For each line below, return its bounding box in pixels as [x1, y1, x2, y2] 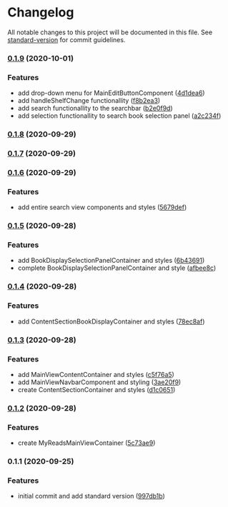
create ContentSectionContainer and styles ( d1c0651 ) [17, 385, 176, 393]
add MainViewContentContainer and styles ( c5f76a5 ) [17, 370, 175, 378]
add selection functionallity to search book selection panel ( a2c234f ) [17, 111, 222, 120]
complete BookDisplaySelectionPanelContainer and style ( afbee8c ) [17, 263, 217, 272]
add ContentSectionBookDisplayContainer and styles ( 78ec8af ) [17, 317, 205, 326]
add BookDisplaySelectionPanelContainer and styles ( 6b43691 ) [17, 256, 205, 265]
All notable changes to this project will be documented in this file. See [7, 28, 213, 36]
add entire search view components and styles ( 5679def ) [17, 203, 187, 211]
